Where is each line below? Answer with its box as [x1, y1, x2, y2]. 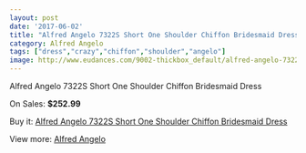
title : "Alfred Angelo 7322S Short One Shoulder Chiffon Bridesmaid [9, 30, 275, 39]
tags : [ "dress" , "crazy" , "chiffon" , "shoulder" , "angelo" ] [9, 47, 226, 56]
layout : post [9, 13, 59, 23]
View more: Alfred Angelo [9, 134, 107, 144]
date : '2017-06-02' [9, 22, 84, 31]
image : [9, 56, 35, 65]
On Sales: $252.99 [9, 98, 81, 109]
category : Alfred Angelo [9, 38, 104, 48]
